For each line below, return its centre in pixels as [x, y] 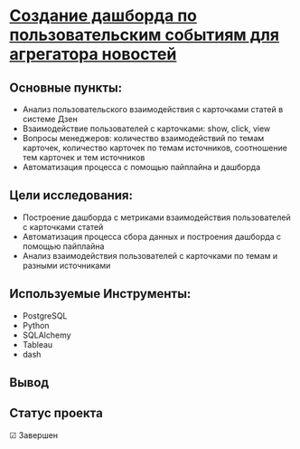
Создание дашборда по [103, 16]
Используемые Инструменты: [100, 294]
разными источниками [66, 265]
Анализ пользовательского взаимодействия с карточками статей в [153, 109]
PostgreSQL [45, 315]
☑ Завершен [34, 435]
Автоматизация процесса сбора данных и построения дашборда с [152, 236]
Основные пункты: [66, 87]
